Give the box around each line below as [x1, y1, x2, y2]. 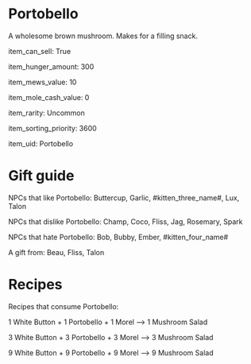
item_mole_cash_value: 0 [8, 92, 90, 102]
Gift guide [8, 167, 75, 185]
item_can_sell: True [8, 46, 71, 56]
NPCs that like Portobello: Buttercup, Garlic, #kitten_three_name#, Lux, [8, 192, 240, 203]
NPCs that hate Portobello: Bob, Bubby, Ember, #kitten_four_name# [8, 232, 229, 242]
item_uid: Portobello [8, 138, 74, 148]
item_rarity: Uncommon [8, 108, 86, 118]
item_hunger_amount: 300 [8, 61, 95, 72]
